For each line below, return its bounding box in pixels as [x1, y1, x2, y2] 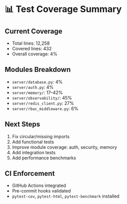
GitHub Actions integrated [12, 182, 67, 188]
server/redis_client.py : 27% [12, 100, 74, 106]
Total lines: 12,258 [12, 40, 50, 46]
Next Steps [5, 120, 40, 129]
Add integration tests [12, 149, 56, 155]
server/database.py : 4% [12, 78, 63, 85]
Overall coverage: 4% [12, 51, 57, 57]
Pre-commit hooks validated [12, 188, 71, 194]
